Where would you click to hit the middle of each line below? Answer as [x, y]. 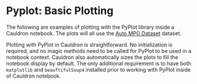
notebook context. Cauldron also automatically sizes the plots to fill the [92, 57]
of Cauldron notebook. [33, 76]
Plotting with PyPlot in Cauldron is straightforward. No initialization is [89, 45]
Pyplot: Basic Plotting [60, 11]
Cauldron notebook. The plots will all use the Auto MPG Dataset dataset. [94, 33]
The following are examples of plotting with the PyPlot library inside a [90, 27]
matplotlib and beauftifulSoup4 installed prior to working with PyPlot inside [98, 69]
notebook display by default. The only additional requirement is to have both [99, 63]
